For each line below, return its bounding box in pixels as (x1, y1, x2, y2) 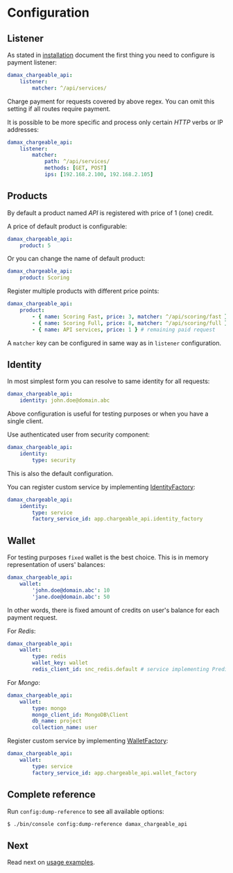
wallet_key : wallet (32, 659, 89, 667)
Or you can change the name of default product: (7, 255, 146, 263)
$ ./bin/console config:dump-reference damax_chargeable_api (7, 820, 188, 827)
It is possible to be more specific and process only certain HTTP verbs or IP (7, 118, 223, 126)
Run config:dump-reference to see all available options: (7, 807, 164, 815)
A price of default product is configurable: (7, 222, 128, 230)
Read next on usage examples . (7, 858, 96, 867)
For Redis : (7, 627, 36, 635)
